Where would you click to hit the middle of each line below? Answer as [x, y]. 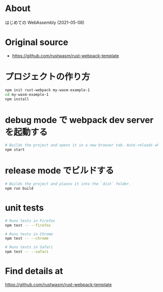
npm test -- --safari [27, 252]
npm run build [19, 188]
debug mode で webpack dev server [79, 120]
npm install [17, 99]
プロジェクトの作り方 [48, 77]
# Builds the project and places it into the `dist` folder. [68, 184]
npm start [15, 150]
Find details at [34, 271]
